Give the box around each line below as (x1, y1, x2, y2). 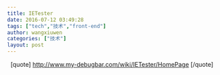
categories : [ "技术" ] (7, 35, 67, 42)
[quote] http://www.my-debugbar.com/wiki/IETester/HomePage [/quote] (10, 61, 214, 68)
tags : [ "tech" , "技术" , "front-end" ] (7, 22, 107, 29)
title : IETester (7, 10, 53, 17)
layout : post (7, 42, 44, 48)
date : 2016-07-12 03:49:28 (7, 16, 84, 23)
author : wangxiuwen (7, 29, 63, 36)
